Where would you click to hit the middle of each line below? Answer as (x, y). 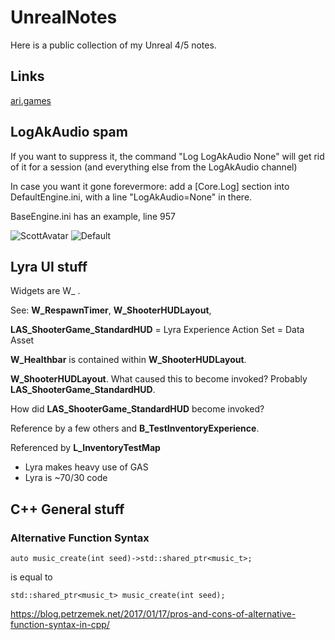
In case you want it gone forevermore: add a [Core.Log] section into (150, 186)
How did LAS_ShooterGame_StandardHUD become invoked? (137, 409)
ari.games (31, 100)
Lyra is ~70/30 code (66, 478)
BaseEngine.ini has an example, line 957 (93, 216)
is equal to (31, 577)
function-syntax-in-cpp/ (60, 625)
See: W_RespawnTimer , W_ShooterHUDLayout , (111, 310)
